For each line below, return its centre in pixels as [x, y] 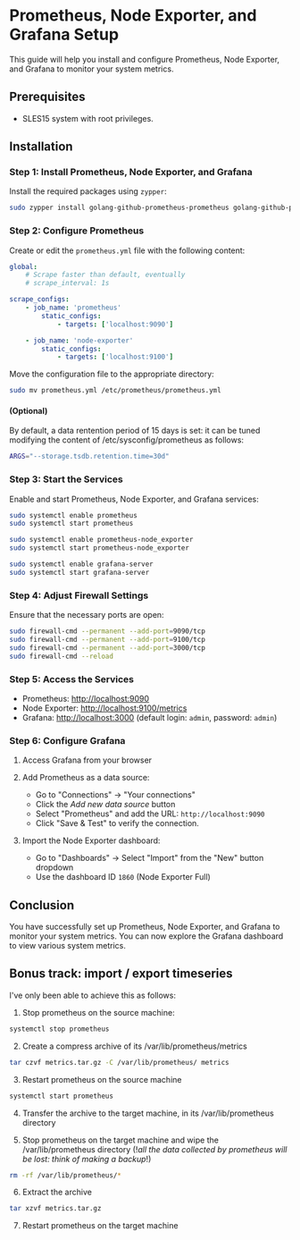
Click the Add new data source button [105, 805]
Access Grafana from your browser [87, 760]
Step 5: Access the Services [72, 679]
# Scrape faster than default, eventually [105, 275]
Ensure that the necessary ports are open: [87, 615]
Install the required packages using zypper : [88, 191]
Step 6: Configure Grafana [67, 740]
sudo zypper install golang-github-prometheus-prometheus [119, 208]
